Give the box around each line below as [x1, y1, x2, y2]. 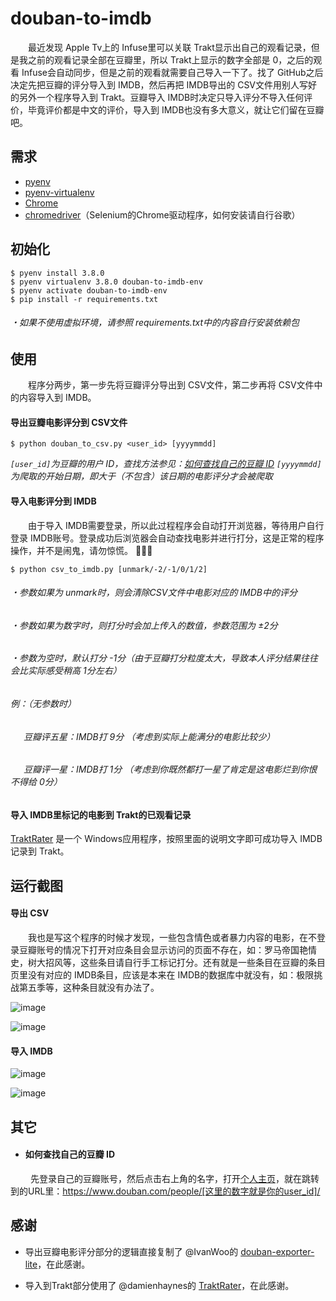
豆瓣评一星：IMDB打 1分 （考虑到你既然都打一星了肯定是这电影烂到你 [23, 763, 309, 776]
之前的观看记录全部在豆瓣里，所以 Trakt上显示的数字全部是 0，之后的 [27, 53, 314, 66]
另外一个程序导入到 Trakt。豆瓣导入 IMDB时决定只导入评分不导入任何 [18, 91, 305, 103]
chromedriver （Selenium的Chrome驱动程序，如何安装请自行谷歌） [24, 208, 301, 221]
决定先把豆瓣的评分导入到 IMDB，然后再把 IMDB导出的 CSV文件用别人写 [10, 78, 309, 91]
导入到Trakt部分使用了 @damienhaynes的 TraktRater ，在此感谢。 [24, 1279, 295, 1291]
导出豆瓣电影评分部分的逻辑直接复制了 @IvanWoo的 [24, 1245, 239, 1257]
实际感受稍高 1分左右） [27, 665, 122, 677]
